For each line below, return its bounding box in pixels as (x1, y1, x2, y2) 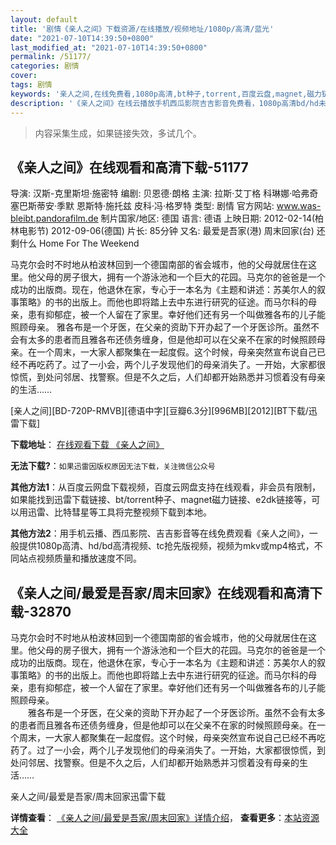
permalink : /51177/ (10, 52, 92, 62)
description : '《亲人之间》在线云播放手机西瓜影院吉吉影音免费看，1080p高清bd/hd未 (10, 98, 327, 108)
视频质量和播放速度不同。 (36, 552, 142, 565)
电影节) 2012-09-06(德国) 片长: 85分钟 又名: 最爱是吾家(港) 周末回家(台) (18, 225, 315, 237)
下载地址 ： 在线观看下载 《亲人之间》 (10, 439, 165, 451)
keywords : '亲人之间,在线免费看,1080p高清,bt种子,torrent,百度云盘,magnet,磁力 (10, 89, 322, 99)
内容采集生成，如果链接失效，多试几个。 (34, 127, 202, 139)
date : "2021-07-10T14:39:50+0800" (10, 33, 155, 43)
